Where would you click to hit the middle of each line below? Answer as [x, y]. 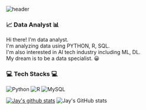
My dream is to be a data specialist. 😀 [53, 58]
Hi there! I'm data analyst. [38, 40]
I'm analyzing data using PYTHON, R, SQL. [58, 46]
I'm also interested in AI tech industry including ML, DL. [73, 52]
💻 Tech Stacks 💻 [32, 74]
